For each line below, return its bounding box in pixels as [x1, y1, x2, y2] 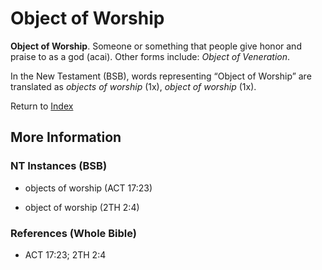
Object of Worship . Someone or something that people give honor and [10, 40, 302, 52]
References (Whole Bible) [10, 226, 137, 240]
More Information [10, 129, 122, 146]
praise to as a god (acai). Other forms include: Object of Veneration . [10, 50, 291, 62]
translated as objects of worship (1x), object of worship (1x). [10, 80, 257, 92]
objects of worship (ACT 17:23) [24, 182, 153, 194]
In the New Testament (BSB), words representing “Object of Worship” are [10, 70, 312, 82]
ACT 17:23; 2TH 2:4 [24, 248, 107, 261]
